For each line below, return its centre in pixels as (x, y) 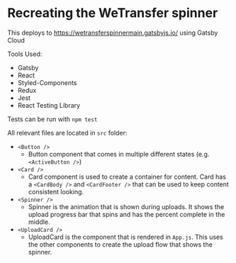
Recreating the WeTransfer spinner (113, 13)
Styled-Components (47, 82)
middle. (39, 222)
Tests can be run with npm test (52, 119)
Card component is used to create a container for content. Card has (127, 177)
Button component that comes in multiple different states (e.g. (119, 154)
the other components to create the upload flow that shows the (120, 244)
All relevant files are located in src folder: (67, 133)
